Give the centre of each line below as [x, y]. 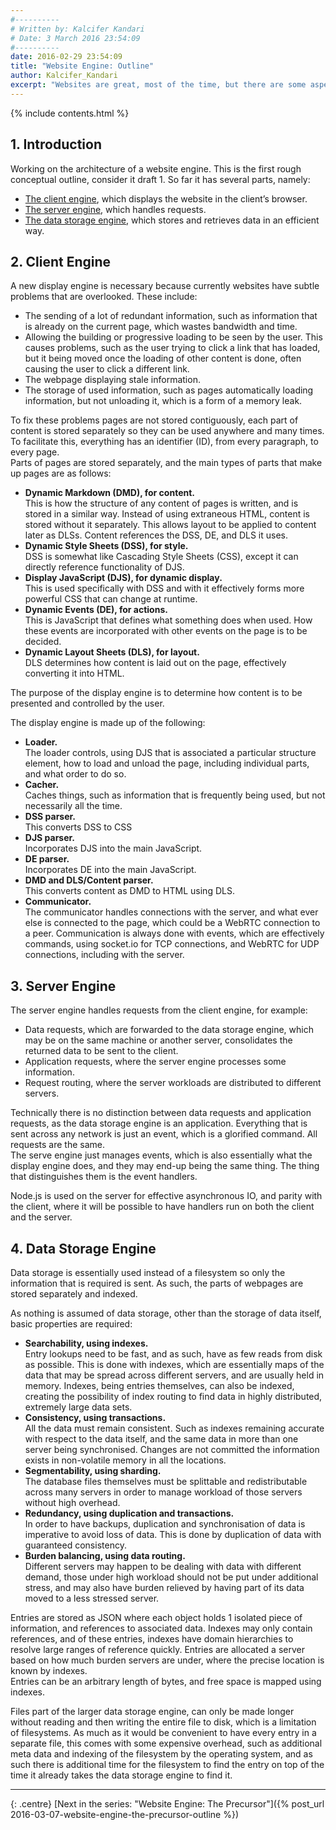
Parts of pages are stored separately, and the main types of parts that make [166, 463]
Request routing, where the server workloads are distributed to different [173, 1083]
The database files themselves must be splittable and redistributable [166, 1481]
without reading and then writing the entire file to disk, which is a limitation [163, 1722]
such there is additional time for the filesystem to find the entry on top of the [167, 1764]
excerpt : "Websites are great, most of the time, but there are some [158, 85]
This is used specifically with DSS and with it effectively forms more [164, 588]
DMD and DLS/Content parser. [89, 880]
